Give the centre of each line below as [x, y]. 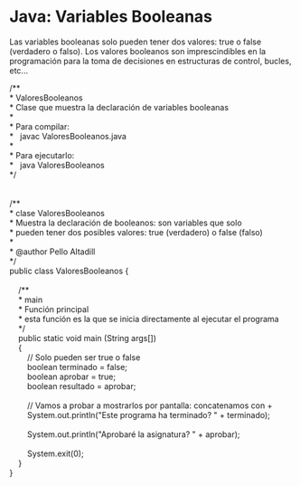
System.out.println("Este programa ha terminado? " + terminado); [149, 415]
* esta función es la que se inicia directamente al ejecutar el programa [148, 319]
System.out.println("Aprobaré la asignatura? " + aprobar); [134, 434]
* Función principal [53, 309]
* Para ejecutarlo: [42, 155]
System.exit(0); [55, 453]
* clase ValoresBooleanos [57, 213]
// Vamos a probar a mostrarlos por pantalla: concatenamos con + [150, 405]
